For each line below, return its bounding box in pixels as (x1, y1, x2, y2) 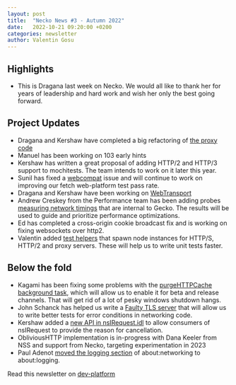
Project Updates (7, 117, 80, 130)
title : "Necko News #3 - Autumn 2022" (7, 17, 125, 24)
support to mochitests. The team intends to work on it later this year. (17, 166, 217, 174)
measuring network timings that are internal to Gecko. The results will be (17, 203, 230, 212)
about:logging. (17, 355, 60, 364)
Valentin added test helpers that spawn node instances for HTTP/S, (17, 234, 214, 242)
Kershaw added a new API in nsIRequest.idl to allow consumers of (17, 318, 211, 326)
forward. (17, 96, 43, 105)
